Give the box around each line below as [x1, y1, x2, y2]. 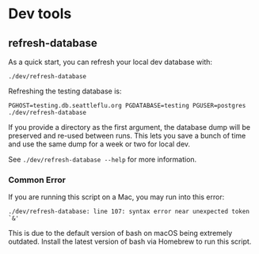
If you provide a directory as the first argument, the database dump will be [8, 123, 251, 131]
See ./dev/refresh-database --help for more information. [8, 155, 197, 164]
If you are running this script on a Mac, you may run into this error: [8, 192, 225, 202]
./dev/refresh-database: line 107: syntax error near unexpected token [8, 207, 249, 216]
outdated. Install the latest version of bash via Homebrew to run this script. [8, 237, 252, 246]
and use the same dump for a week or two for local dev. [8, 139, 191, 149]
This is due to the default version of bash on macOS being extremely [8, 229, 233, 238]
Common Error [8, 174, 66, 185]
